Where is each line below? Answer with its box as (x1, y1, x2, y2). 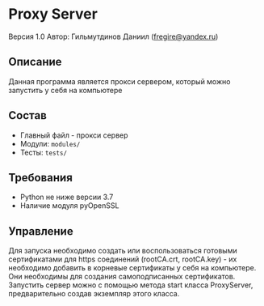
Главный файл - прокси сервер (19, 130, 128, 140)
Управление (8, 224, 74, 238)
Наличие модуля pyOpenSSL (19, 201, 119, 210)
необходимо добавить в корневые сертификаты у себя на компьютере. (8, 263, 257, 273)
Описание (8, 55, 62, 69)
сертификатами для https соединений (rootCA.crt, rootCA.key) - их (8, 254, 237, 264)
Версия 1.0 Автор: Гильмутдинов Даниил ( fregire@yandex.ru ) (8, 32, 219, 41)
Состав (8, 108, 47, 122)
